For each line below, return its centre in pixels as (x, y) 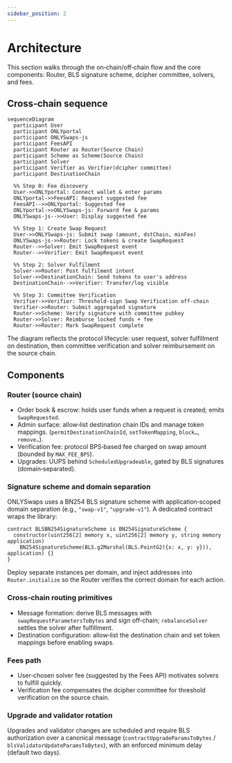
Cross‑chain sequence (57, 104)
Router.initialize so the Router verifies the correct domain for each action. (116, 580)
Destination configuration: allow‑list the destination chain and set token (118, 635)
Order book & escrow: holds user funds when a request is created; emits (121, 410)
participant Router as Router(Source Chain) (79, 150)
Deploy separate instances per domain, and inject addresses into (100, 572)
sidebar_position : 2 (37, 14)
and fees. (21, 82)
